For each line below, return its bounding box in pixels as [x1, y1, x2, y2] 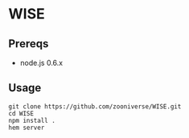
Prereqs [8, 37, 49, 51]
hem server [8, 124, 45, 132]
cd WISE [8, 109, 35, 117]
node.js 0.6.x [19, 58, 63, 67]
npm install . [8, 116, 56, 124]
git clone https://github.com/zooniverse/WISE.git [8, 102, 182, 111]
